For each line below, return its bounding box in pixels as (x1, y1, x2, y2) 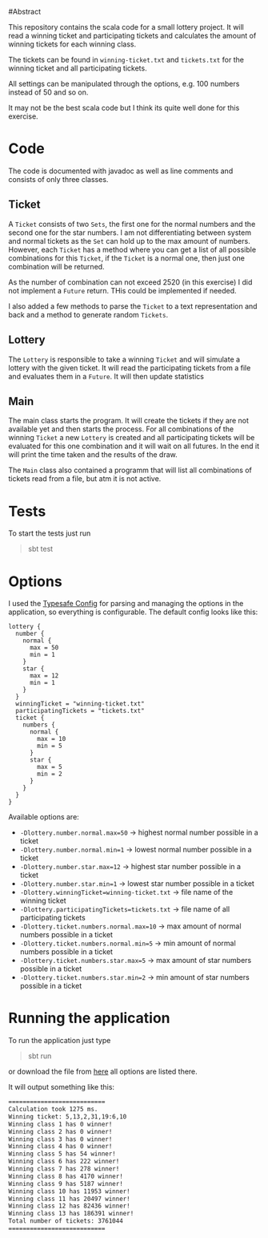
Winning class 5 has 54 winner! (8, 1150, 116, 1158)
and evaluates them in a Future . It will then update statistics (8, 371, 204, 381)
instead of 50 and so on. (8, 87, 89, 97)
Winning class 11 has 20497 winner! (8, 1195, 130, 1203)
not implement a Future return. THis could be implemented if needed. (8, 285, 238, 295)
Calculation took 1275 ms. (8, 1106, 98, 1114)
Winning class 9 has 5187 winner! (8, 1179, 124, 1187)
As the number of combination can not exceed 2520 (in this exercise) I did (8, 277, 253, 287)
